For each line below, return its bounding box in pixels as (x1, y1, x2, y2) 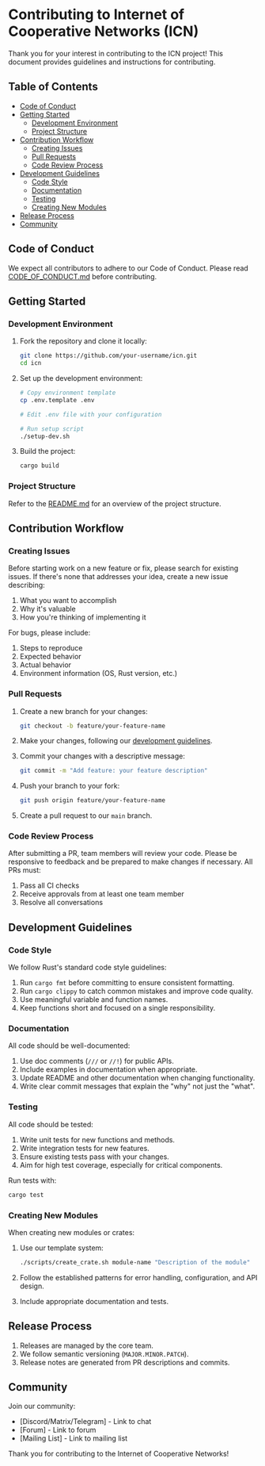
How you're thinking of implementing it (19, 612, 146, 622)
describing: (8, 581, 45, 590)
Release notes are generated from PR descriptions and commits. (19, 1357, 230, 1367)
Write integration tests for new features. (19, 1143, 150, 1153)
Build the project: (19, 447, 76, 456)
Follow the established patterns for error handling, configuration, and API (19, 1272, 258, 1282)
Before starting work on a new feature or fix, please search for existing (8, 563, 239, 573)
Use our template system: (19, 1243, 104, 1253)
